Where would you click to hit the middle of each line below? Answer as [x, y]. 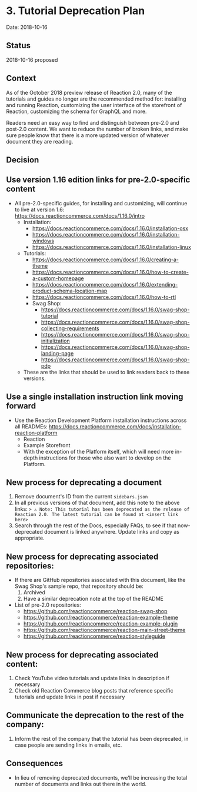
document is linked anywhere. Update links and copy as [111, 532]
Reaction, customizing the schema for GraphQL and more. [76, 111]
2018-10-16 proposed [32, 59]
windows [43, 241]
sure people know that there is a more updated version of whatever [88, 135]
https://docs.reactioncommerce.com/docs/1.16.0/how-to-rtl [104, 297]
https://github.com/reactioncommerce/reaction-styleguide [94, 636]
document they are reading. [40, 141]
